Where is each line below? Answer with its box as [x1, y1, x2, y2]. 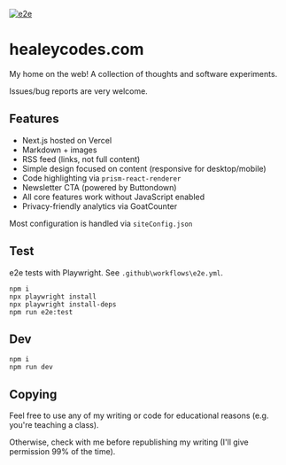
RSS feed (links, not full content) [21, 153, 141, 164]
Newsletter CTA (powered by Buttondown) [21, 182, 177, 192]
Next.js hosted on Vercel [21, 135, 112, 145]
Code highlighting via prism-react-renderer [21, 173, 182, 183]
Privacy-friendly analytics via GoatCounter [21, 200, 178, 212]
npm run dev [9, 363, 53, 372]
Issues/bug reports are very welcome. [9, 85, 148, 97]
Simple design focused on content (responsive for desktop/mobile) [21, 163, 267, 174]
